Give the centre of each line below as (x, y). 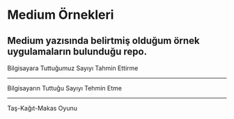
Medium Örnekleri (61, 15)
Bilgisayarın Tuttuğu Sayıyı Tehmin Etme (64, 88)
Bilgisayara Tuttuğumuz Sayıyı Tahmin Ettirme (73, 68)
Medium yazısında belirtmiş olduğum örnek (103, 41)
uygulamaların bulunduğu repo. (77, 51)
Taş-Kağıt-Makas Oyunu (42, 108)
